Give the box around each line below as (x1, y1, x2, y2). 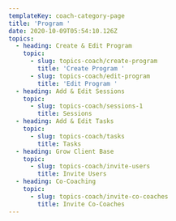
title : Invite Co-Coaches (37, 200, 126, 208)
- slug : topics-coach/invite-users (29, 163, 151, 171)
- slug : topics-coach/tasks (29, 132, 126, 140)
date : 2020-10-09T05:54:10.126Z (8, 27, 118, 35)
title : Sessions (37, 110, 92, 118)
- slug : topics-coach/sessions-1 (29, 102, 144, 110)
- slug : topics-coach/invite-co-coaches (29, 192, 169, 201)
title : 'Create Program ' (37, 65, 126, 73)
